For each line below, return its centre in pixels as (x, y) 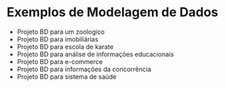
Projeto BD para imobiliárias (57, 39)
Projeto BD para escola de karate (65, 46)
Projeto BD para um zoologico (61, 32)
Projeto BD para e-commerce (60, 61)
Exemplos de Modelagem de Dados (112, 12)
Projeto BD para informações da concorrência (84, 69)
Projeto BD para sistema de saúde (67, 76)
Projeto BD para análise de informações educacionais (95, 54)
